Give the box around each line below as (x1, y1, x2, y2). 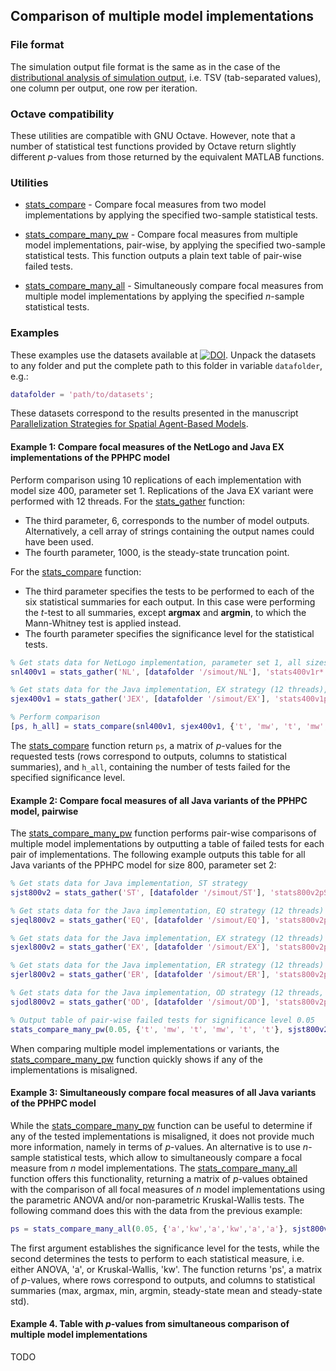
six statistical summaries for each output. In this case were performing (24, 595, 316, 608)
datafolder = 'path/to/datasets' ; (10, 389, 155, 399)
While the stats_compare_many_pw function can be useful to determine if (10, 1119, 313, 1131)
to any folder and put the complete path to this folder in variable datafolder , (10, 359, 323, 371)
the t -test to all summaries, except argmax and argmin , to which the (24, 606, 307, 618)
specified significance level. (10, 771, 126, 783)
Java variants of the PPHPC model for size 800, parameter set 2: (10, 859, 277, 871)
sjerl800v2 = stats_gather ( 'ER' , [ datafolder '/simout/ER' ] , (10, 970, 271, 980)
